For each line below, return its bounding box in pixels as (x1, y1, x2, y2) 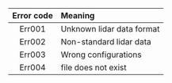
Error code (12, 10, 53, 21)
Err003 (19, 49, 46, 60)
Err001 (19, 24, 46, 34)
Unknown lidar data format (60, 24, 160, 34)
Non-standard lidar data (60, 36, 152, 47)
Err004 (19, 62, 46, 73)
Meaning (60, 10, 95, 21)
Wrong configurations (60, 49, 142, 60)
